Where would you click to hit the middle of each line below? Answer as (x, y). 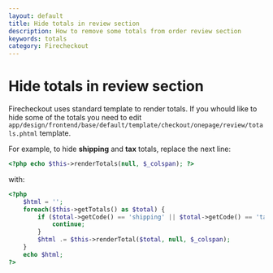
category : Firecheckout (49, 46)
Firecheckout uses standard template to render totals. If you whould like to (133, 109)
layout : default (36, 16)
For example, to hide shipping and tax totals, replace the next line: (120, 149)
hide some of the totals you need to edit (75, 118)
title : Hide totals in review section (74, 24)
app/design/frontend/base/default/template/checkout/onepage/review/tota (136, 126)
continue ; (68, 224)
